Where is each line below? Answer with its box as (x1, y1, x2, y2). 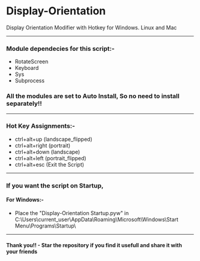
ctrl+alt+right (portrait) (14, 142, 71, 149)
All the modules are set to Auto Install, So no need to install (6, 92, 180, 100)
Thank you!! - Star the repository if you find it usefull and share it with (6, 241, 183, 248)
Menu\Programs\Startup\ (14, 222, 76, 229)
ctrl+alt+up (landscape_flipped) (14, 136, 92, 143)
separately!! (6, 100, 42, 108)
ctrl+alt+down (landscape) (14, 148, 80, 155)
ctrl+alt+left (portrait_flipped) (14, 154, 86, 162)
